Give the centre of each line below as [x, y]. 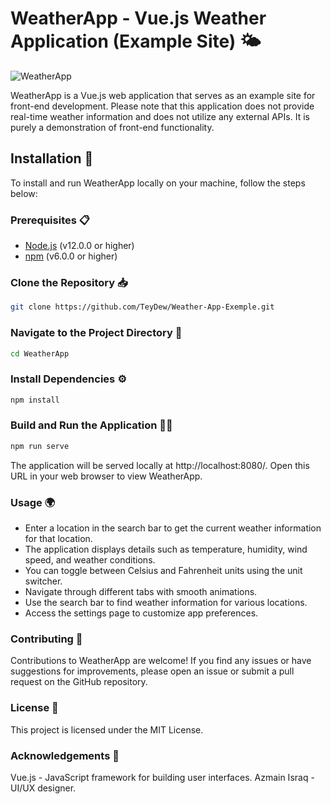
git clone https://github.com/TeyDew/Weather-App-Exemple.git [142, 307]
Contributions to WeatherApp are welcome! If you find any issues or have [161, 661]
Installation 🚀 [52, 158]
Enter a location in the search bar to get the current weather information [173, 528]
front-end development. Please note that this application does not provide [162, 106]
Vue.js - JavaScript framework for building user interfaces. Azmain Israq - [162, 777]
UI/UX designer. [43, 788]
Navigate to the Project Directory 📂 [96, 333]
